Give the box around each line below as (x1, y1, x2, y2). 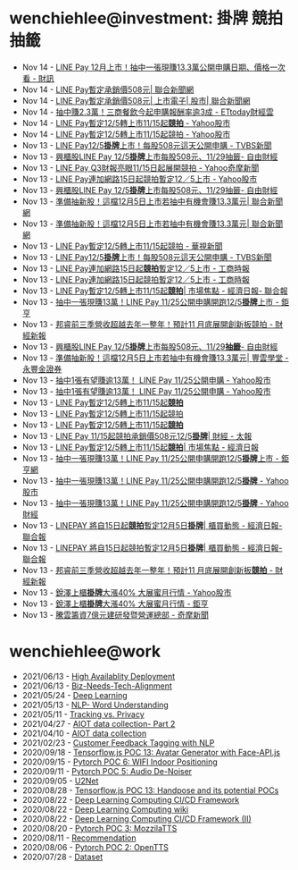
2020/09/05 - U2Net (21, 775, 99, 786)
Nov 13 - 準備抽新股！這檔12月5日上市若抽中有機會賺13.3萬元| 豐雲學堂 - (21, 352, 289, 363)
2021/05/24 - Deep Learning (21, 689, 128, 700)
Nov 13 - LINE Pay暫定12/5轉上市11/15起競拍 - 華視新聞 (21, 241, 223, 251)
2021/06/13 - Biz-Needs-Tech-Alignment (21, 680, 172, 691)
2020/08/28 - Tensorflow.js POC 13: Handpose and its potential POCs (21, 784, 279, 796)
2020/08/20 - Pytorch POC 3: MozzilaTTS (21, 823, 178, 833)
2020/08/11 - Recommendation (21, 832, 137, 843)
